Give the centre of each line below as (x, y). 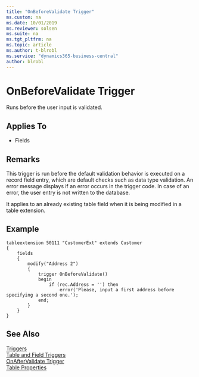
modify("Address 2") (53, 264)
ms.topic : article (29, 45)
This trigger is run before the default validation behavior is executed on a (96, 174)
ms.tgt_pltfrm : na (29, 39)
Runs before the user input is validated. (54, 107)
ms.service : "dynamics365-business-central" (62, 56)
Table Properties (27, 367)
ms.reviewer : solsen (32, 28)
